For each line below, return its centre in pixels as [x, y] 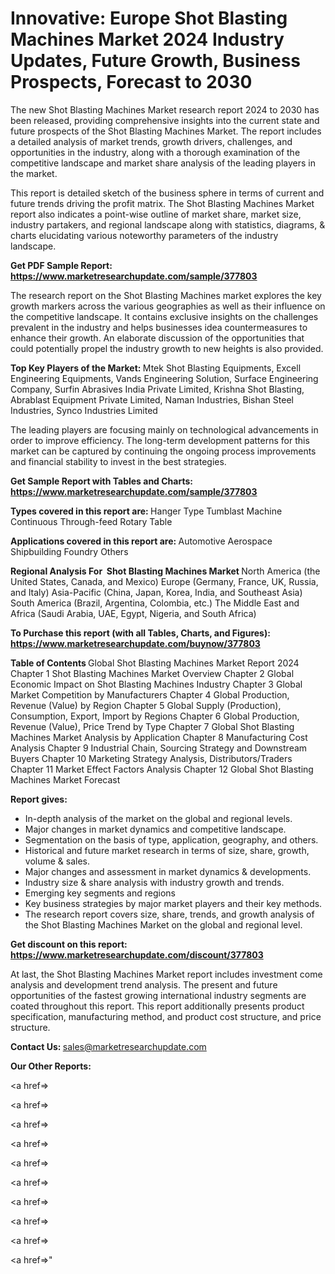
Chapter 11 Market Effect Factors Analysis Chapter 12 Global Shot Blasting [162, 769]
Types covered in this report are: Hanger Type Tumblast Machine [146, 511]
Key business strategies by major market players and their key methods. [173, 903]
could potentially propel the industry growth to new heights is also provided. [167, 348]
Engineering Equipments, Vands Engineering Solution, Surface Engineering [164, 378]
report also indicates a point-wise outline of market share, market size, [156, 214]
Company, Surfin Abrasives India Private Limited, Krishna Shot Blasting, [157, 389]
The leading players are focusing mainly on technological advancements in [164, 429]
